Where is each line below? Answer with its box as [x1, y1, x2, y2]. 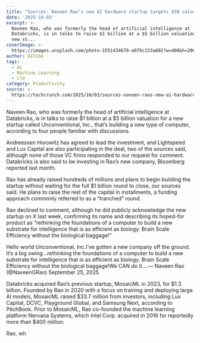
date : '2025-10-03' [6, 14, 55, 20]
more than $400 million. [6, 318, 65, 325]
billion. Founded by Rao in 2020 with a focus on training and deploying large [6, 286, 193, 293]
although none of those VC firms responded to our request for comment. [6, 152, 185, 159]
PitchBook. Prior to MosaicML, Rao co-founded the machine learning [6, 305, 175, 313]
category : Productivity [6, 81, 65, 87]
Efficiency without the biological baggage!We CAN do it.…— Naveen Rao [6, 262, 185, 269]
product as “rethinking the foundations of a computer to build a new [6, 219, 173, 226]
